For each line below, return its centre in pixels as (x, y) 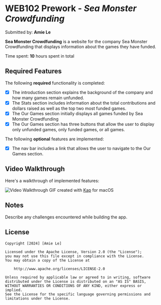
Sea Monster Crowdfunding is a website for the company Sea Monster (76, 41)
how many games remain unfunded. (48, 98)
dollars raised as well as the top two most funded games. (69, 108)
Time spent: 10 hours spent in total (40, 56)
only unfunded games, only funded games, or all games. (68, 130)
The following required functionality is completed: (55, 83)
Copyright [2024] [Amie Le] (33, 243)
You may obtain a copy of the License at (48, 260)
